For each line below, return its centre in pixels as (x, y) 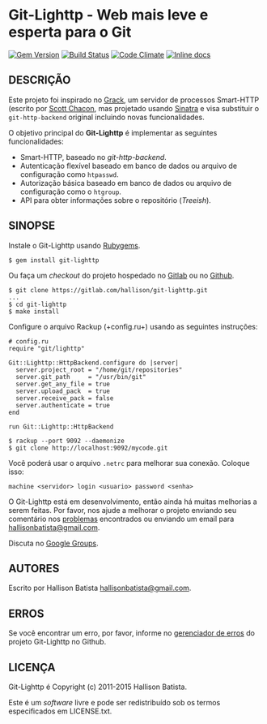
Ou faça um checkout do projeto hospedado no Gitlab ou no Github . (121, 275)
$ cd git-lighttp (38, 304)
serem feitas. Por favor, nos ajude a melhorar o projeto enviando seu (123, 510)
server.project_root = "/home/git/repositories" (99, 370)
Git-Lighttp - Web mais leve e (108, 15)
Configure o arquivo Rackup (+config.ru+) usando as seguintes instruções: (133, 326)
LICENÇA (32, 667)
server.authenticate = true (63, 405)
